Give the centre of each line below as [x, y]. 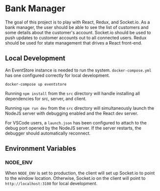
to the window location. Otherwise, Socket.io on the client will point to [75, 178]
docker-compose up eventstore [36, 84]
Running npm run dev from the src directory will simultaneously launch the [80, 108]
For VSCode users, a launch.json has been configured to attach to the [76, 122]
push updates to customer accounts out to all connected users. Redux [76, 38]
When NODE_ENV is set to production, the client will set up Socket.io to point [80, 173]
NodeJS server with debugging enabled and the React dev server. [72, 113]
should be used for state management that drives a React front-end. [74, 43]
